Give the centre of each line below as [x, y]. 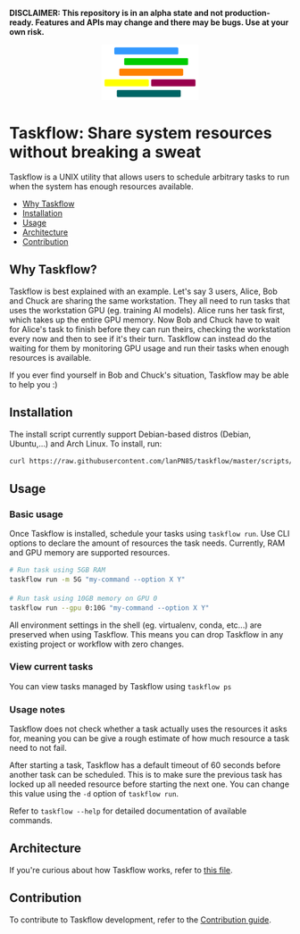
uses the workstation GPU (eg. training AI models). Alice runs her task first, [147, 310]
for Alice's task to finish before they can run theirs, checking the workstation [150, 329]
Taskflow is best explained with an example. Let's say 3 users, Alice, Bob [144, 291]
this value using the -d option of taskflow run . [94, 794]
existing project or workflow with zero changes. [97, 644]
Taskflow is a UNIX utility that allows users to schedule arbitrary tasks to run [150, 177]
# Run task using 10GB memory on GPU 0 [83, 598]
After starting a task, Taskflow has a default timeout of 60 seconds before [145, 765]
